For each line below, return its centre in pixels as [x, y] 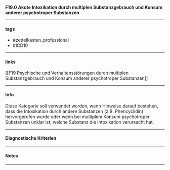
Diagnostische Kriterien [31, 138]
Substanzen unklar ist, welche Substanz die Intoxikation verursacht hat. [80, 122]
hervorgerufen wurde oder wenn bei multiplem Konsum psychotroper [78, 117]
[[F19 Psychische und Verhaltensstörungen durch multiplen [67, 73]
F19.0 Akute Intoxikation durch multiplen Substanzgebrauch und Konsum [84, 7]
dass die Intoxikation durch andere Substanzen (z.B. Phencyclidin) [74, 111]
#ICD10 [20, 45]
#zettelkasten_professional [41, 40]
